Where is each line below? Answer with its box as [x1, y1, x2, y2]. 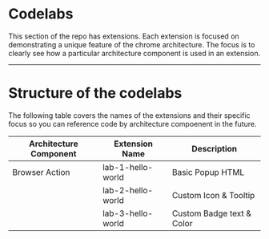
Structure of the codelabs [8, 84, 183, 103]
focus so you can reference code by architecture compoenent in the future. [8, 119, 258, 128]
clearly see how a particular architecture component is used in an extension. [8, 48, 261, 58]
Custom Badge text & [171, 208, 252, 219]
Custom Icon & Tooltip [171, 189, 255, 201]
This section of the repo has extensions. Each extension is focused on [8, 31, 240, 41]
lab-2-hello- [102, 184, 154, 196]
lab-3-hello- [102, 208, 154, 219]
